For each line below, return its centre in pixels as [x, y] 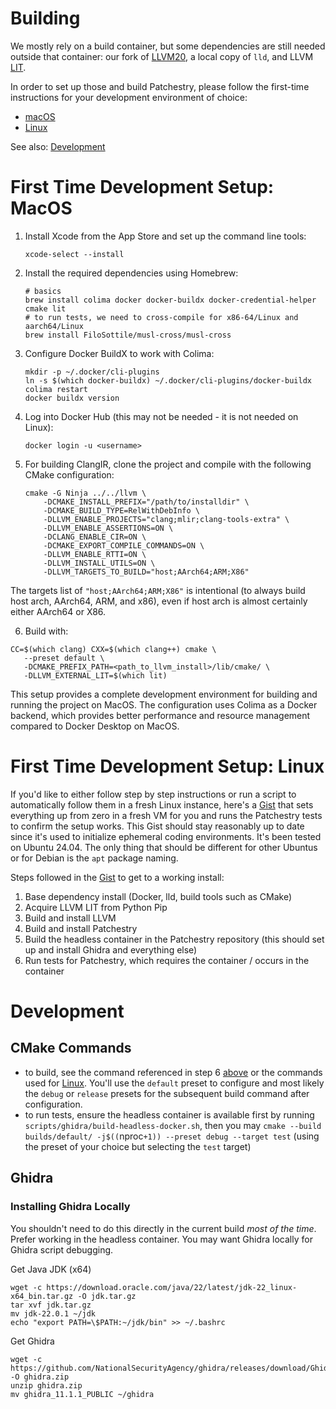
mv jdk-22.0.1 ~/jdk [53, 1313]
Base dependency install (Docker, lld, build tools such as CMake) [158, 896]
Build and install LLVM [70, 918]
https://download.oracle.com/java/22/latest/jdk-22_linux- [172, 1287]
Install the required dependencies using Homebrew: [131, 273]
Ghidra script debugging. [62, 1249]
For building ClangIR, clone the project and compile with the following [168, 464]
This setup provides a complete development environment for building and [164, 694]
